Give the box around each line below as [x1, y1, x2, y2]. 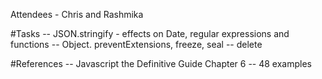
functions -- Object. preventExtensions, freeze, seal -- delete [10, 39, 263, 50]
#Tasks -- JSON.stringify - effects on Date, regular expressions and [10, 28, 290, 39]
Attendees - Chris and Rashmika [10, 9, 144, 20]
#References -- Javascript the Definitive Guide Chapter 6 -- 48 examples [10, 58, 312, 69]
